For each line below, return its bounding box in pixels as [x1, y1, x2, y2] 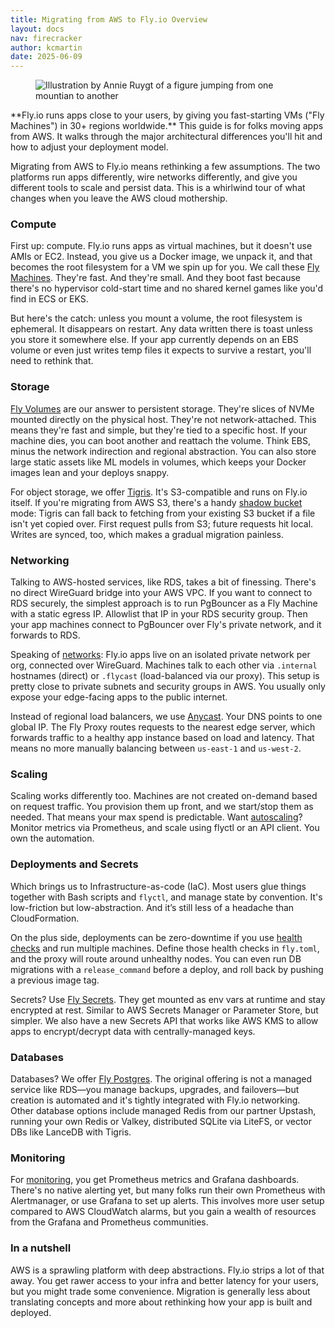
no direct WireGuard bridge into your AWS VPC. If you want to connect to [10, 587, 313, 599]
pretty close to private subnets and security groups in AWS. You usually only [10, 681, 326, 693]
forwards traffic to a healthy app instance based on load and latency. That [10, 732, 315, 744]
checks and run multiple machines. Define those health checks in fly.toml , [10, 942, 320, 954]
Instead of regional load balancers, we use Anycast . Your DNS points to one [10, 711, 323, 723]
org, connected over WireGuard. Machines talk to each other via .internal [10, 659, 318, 671]
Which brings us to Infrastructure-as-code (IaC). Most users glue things [10, 880, 307, 892]
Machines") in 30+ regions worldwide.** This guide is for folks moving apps [10, 120, 324, 132]
